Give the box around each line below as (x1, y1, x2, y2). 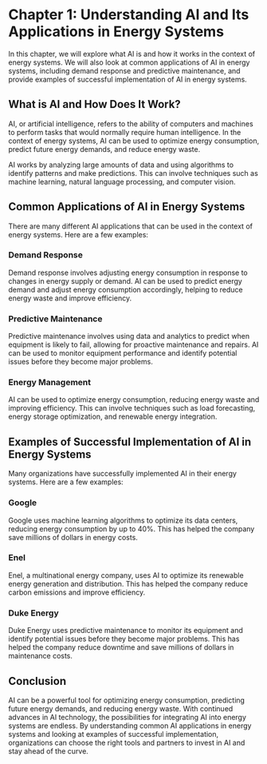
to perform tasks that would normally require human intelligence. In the (8, 127, 241, 137)
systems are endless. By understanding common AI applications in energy (8, 721, 252, 730)
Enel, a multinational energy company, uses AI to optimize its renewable (8, 570, 245, 580)
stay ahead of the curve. (8, 746, 89, 756)
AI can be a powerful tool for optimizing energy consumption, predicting (8, 695, 245, 705)
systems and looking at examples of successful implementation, (8, 729, 219, 738)
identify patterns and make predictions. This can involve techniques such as (8, 168, 259, 177)
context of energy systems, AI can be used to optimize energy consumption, (8, 136, 260, 145)
